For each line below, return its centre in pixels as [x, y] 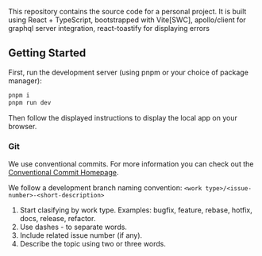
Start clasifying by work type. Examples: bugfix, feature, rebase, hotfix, [136, 210]
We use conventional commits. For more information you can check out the [131, 164]
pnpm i [19, 95]
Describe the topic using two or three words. [93, 243]
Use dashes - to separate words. [73, 227]
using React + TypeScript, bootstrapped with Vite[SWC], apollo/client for [127, 20]
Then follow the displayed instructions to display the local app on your [123, 117]
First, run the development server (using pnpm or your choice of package [128, 72]
